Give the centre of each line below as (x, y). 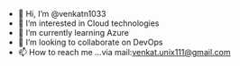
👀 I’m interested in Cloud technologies (88, 23)
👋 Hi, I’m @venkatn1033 (62, 14)
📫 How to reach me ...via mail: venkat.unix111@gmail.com (124, 52)
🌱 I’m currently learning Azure (73, 33)
